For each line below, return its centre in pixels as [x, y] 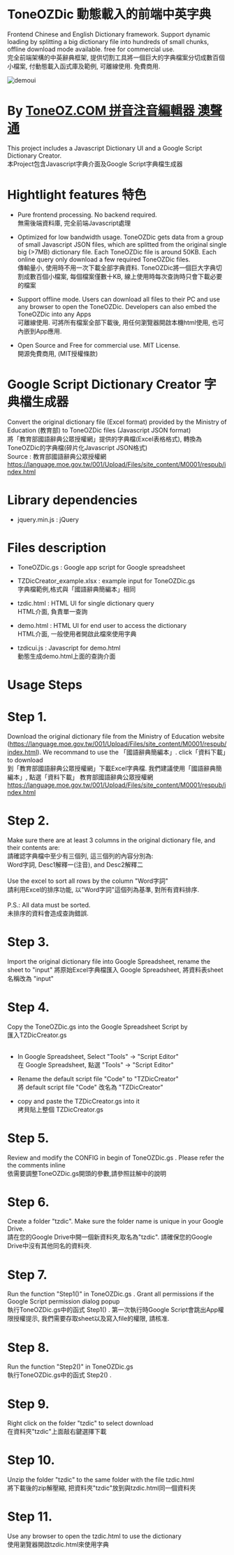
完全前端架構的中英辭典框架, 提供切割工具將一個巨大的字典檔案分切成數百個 [116, 57]
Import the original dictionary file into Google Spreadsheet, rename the [109, 961]
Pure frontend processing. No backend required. [87, 214]
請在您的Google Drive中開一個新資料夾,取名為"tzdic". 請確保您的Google [110, 1237]
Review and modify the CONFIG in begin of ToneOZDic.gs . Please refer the [116, 1158]
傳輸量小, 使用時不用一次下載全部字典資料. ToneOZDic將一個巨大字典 [117, 268]
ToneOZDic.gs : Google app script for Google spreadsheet [101, 567]
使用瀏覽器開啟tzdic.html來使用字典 [58, 1544]
